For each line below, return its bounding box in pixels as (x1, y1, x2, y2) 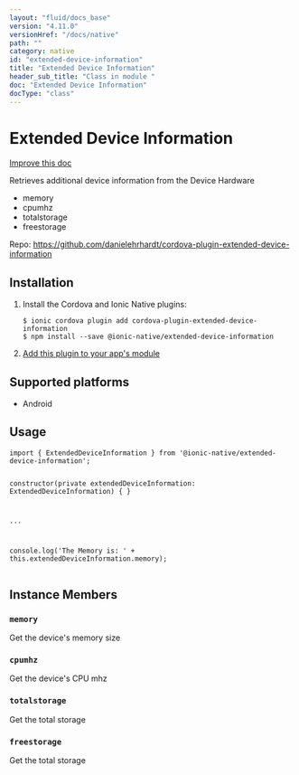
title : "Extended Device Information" (9, 64, 155, 73)
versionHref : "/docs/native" (9, 30, 119, 39)
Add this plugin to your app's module (22, 348, 161, 359)
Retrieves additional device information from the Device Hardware (9, 175, 255, 186)
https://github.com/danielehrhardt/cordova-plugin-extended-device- (33, 239, 290, 250)
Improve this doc (9, 157, 72, 168)
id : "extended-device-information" (9, 55, 144, 64)
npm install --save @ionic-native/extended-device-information (31, 332, 274, 342)
